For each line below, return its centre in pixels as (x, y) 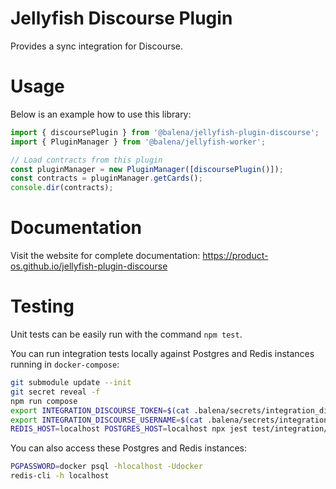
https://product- (235, 256)
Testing (42, 306)
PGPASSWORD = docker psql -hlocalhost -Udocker (106, 467)
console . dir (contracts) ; (62, 188)
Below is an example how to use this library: (101, 114)
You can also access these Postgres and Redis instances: (128, 448)
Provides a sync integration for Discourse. (97, 46)
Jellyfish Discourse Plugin (121, 18)
